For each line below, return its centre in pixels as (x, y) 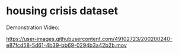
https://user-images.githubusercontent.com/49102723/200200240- (89, 39)
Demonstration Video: (33, 27)
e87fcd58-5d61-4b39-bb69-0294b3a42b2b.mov (67, 45)
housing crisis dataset (62, 11)
